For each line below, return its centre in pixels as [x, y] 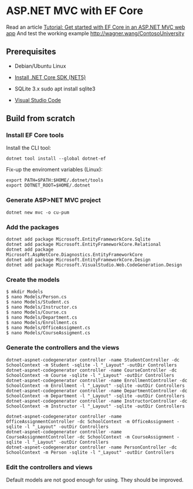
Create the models [33, 279]
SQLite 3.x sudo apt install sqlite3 [55, 89]
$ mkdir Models [25, 292]
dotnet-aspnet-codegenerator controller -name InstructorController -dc [97, 401]
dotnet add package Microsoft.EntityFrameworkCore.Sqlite [78, 240]
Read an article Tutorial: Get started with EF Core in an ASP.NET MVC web [96, 27]
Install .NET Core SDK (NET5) [50, 77]
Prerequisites [31, 52]
